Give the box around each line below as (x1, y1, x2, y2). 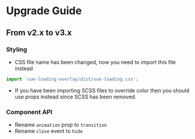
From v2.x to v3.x (6, 28, 72, 38)
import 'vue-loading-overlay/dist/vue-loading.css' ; (6, 76, 139, 82)
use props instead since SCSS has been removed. (14, 93, 137, 100)
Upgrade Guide (6, 4, 82, 18)
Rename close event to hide (14, 128, 83, 135)
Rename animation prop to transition (14, 121, 108, 128)
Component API (6, 108, 53, 116)
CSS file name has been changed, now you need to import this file (14, 58, 176, 65)
